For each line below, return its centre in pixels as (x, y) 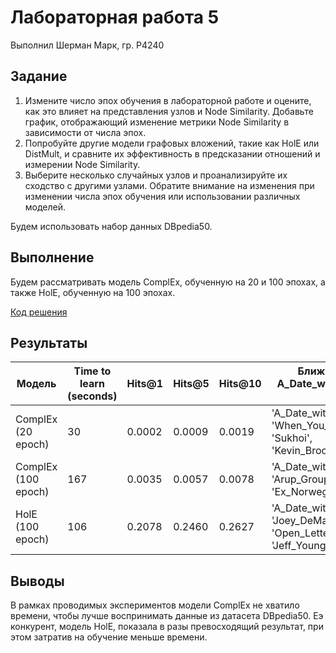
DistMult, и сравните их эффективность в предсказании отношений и (172, 153)
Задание (39, 76)
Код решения (39, 312)
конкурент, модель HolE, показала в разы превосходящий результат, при (167, 627)
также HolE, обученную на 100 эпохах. (93, 292)
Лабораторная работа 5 (115, 17)
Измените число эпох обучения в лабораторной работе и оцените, (168, 100)
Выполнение (52, 257)
